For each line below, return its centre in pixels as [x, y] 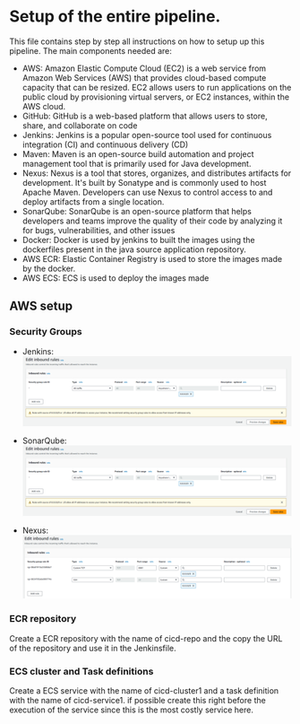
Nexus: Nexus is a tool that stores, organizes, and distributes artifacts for [157, 173]
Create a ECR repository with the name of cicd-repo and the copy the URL [146, 638]
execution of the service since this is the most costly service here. [131, 710]
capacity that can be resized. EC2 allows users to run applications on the [157, 87]
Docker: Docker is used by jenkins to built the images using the [138, 240]
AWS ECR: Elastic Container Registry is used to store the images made [152, 258]
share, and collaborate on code [80, 125]
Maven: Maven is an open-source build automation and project [138, 153]
